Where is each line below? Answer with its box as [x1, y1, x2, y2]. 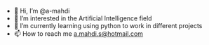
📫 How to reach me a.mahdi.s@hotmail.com [13, 30, 144, 38]
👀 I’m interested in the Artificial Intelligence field [13, 14, 152, 22]
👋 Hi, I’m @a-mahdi [13, 7, 70, 15]
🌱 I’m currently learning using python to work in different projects [13, 22, 203, 30]
